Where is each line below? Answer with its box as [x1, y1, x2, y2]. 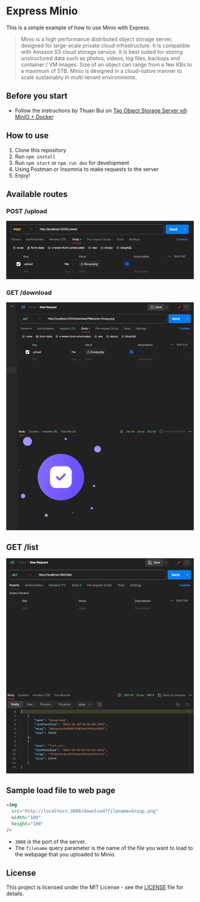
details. [6, 890, 24, 897]
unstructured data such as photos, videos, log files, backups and [20, 54, 180, 62]
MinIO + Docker [14, 113, 54, 120]
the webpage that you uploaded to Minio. [14, 851, 116, 858]
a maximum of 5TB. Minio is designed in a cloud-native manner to [20, 67, 183, 74]
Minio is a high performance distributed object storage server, [20, 35, 173, 42]
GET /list [6, 542, 39, 552]
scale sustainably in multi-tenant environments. [20, 74, 137, 81]
